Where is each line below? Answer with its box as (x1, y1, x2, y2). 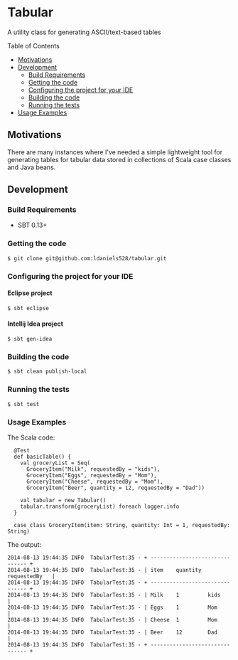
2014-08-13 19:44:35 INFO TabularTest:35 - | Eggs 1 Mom (7, 604, 218, 611)
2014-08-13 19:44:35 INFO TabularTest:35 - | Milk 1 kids (7, 591, 221, 598)
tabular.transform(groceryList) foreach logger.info (20, 503, 180, 510)
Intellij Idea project (7, 319, 64, 328)
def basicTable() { (13, 453, 72, 460)
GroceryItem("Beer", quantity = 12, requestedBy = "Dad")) (26, 484, 205, 491)
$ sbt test (7, 400, 40, 408)
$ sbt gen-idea (7, 336, 53, 343)
